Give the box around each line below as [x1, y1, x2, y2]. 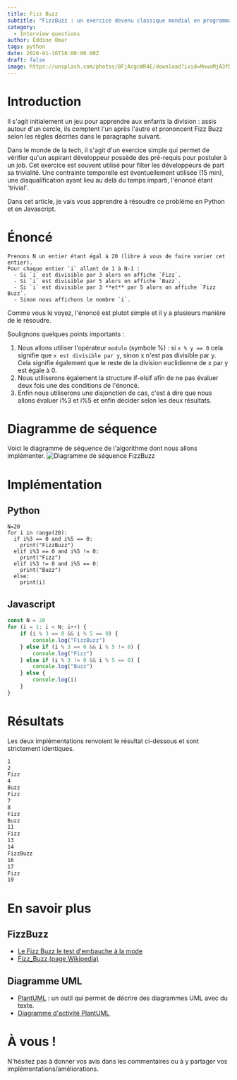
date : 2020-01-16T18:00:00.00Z [7, 50, 99, 57]
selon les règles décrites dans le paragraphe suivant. [7, 132, 162, 140]
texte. [17, 1001, 35, 1010]
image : [7, 63, 27, 70]
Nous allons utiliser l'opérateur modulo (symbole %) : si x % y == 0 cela [17, 343, 224, 352]
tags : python [7, 43, 46, 50]
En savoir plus [7, 900, 92, 917]
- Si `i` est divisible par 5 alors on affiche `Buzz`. [13, 277, 181, 285]
